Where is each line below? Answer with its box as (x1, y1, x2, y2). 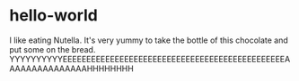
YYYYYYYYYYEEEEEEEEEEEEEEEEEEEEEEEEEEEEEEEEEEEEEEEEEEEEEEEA (9, 53, 291, 64)
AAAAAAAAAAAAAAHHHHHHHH (9, 63, 135, 74)
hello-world (9, 5, 99, 26)
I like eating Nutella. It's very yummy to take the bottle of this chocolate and (9, 35, 289, 45)
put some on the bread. (9, 44, 96, 54)
